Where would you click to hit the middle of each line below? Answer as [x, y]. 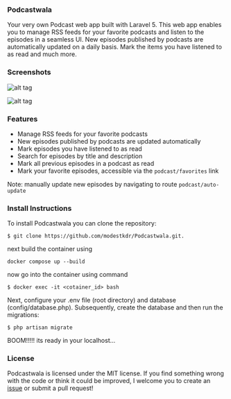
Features [23, 119]
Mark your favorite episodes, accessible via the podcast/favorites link [118, 171]
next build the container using [50, 249]
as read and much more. [42, 54]
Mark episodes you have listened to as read [79, 148]
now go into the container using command [68, 275]
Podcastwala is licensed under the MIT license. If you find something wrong [115, 373]
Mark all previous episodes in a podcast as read [86, 163]
